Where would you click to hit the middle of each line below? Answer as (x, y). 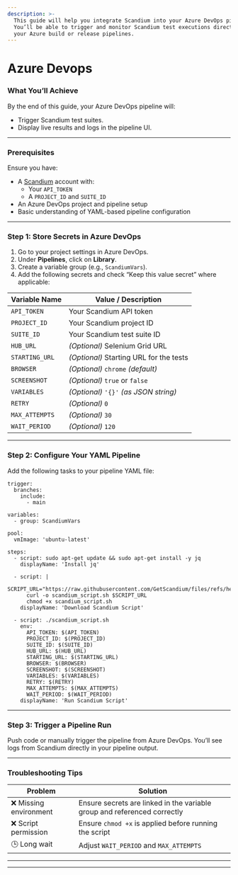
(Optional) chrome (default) (113, 369)
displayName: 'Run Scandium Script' (74, 700)
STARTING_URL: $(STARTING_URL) (72, 657)
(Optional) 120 (92, 427)
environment (32, 812)
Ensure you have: (33, 168)
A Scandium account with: (56, 182)
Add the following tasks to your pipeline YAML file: (81, 471)
